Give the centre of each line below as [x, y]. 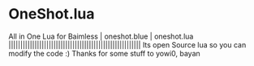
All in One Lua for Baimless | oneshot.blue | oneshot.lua [101, 36]
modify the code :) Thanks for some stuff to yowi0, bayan [104, 53]
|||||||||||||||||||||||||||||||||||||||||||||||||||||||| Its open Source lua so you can [127, 44]
